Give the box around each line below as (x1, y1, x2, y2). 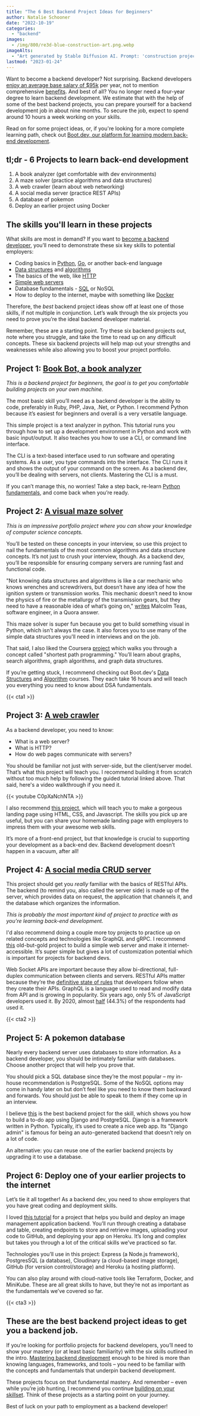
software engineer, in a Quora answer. (6, 608, 100, 615)
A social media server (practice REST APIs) (14, 189, 121, 197)
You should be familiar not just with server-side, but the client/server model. (6, 762, 193, 769)
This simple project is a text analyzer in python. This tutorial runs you (6, 421, 176, 429)
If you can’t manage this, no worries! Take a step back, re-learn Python (6, 482, 180, 490)
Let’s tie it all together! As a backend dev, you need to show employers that (6, 1196, 190, 1203)
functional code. (6, 565, 46, 572)
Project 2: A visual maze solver (6, 506, 123, 516)
